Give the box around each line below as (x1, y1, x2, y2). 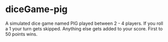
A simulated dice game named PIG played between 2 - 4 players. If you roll (5, 20, 163, 26)
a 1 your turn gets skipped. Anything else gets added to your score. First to (5, 25, 163, 31)
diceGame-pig (5, 4, 68, 15)
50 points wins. (5, 31, 38, 37)
